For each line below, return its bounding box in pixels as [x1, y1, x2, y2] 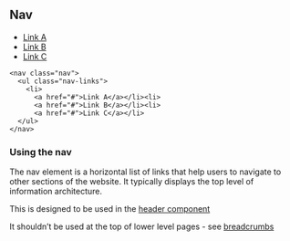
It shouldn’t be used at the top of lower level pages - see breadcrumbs [9, 221, 274, 232]
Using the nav [9, 145, 73, 158]
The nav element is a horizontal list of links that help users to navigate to [9, 166, 282, 177]
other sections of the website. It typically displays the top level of [9, 176, 254, 187]
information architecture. [9, 186, 103, 197]
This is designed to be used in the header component [9, 204, 211, 215]
